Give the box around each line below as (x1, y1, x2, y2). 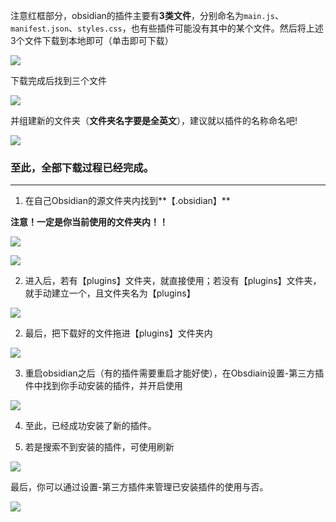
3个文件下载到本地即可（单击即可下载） (10, 35, 174, 46)
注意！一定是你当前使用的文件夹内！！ (10, 216, 168, 228)
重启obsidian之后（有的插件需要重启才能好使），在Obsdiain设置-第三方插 (24, 367, 325, 379)
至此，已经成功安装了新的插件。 (24, 420, 157, 432)
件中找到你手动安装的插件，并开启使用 (24, 380, 183, 392)
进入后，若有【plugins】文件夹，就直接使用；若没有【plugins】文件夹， (24, 275, 322, 287)
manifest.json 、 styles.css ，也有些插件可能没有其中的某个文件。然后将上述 (10, 22, 324, 34)
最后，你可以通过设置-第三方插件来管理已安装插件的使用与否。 (10, 481, 269, 493)
